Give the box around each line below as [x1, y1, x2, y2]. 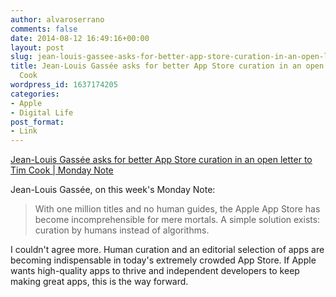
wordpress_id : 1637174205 [10, 80, 118, 90]
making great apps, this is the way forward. [10, 276, 189, 288]
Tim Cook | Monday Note [10, 164, 114, 176]
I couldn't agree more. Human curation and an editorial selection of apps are [10, 244, 325, 256]
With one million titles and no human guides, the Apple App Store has [34, 203, 321, 215]
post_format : [10, 117, 65, 127]
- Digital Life [10, 107, 74, 118]
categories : [10, 89, 60, 99]
